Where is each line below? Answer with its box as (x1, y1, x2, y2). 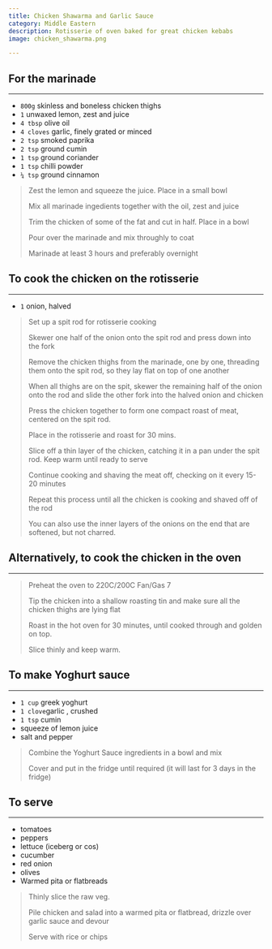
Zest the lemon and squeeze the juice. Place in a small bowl (28, 186, 228, 196)
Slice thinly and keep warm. (28, 645, 121, 654)
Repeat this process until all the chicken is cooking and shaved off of (28, 494, 258, 504)
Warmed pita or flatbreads (19, 876, 108, 886)
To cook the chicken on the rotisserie (8, 272, 199, 286)
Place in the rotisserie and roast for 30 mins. (28, 429, 176, 439)
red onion (19, 859, 53, 869)
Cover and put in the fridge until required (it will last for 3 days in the (28, 763, 257, 773)
